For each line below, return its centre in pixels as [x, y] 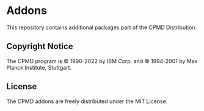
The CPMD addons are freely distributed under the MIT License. [87, 101]
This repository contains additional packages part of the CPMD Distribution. [102, 27]
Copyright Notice [40, 46]
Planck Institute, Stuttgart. [39, 67]
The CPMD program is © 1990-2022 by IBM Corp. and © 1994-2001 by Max [102, 61]
